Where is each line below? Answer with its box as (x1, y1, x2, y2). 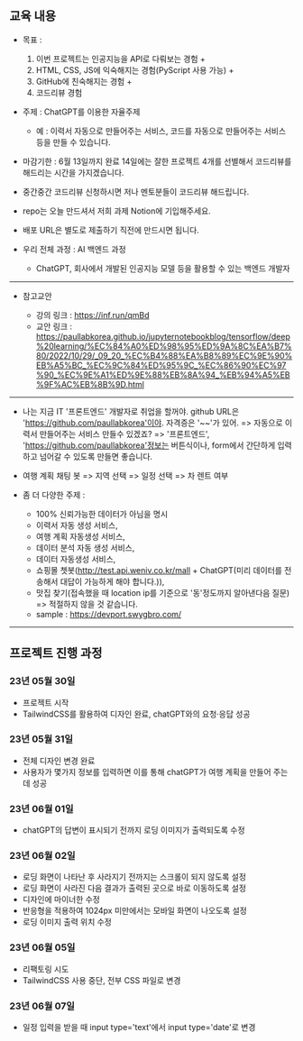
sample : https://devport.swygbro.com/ (35, 608, 182, 619)
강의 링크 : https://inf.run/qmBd (35, 309, 151, 320)
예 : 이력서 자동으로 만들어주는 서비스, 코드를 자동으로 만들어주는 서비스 (35, 125, 287, 136)
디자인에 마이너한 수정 (22, 894, 101, 905)
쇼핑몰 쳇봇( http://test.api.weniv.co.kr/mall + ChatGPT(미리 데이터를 (35, 564, 282, 575)
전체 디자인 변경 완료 (22, 755, 96, 766)
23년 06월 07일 (9, 1000, 75, 1012)
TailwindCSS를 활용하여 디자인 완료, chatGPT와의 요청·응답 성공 (22, 708, 251, 719)
